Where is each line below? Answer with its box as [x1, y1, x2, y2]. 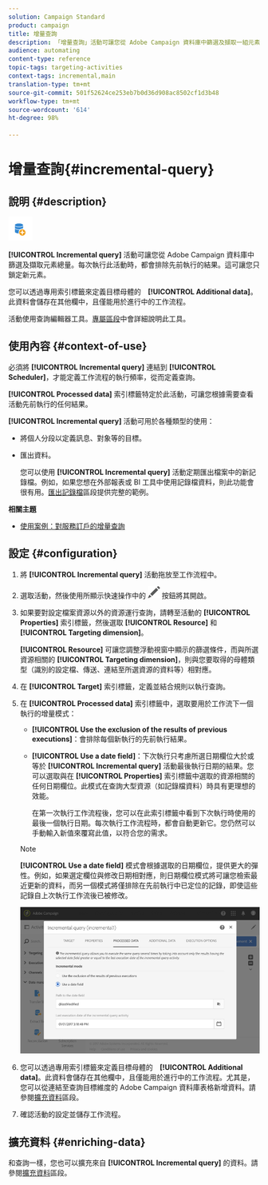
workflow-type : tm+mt [8, 97, 81, 106]
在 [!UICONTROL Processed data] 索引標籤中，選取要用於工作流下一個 [19, 698, 254, 708]
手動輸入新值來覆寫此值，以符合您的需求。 [31, 828, 172, 837]
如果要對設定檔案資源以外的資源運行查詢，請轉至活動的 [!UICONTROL [19, 608, 250, 617]
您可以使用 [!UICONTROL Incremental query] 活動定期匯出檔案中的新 [19, 467, 250, 477]
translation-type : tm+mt [8, 80, 91, 88]
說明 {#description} [8, 194, 108, 208]
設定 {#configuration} [8, 547, 118, 561]
